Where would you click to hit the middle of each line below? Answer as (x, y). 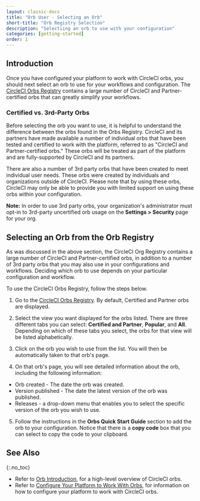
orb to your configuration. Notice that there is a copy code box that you (103, 428)
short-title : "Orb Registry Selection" (56, 23)
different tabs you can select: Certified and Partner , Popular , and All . (101, 324)
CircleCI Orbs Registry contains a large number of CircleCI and (83, 91)
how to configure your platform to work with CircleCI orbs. (87, 491)
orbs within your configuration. (44, 194)
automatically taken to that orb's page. (62, 355)
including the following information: (58, 373)
